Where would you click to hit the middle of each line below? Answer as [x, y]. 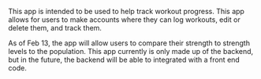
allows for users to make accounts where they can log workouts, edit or [124, 20]
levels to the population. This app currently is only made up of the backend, [131, 51]
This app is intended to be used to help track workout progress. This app [126, 11]
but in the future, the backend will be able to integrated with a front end [124, 59]
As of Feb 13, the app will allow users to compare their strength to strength [129, 43]
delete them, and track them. [55, 28]
